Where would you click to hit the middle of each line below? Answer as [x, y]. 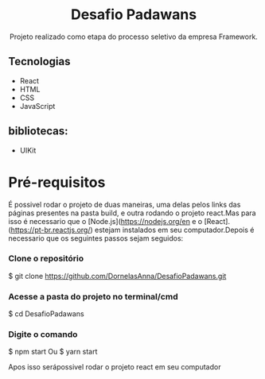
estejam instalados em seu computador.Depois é [174, 230]
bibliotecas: [38, 131]
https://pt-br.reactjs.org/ [51, 230]
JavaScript [37, 106]
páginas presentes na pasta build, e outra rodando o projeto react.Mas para [132, 213]
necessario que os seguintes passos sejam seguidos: [96, 238]
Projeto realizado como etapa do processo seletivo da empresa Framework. [134, 37]
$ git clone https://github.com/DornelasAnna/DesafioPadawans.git [117, 276]
